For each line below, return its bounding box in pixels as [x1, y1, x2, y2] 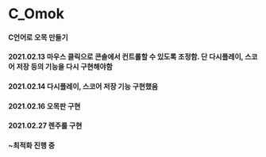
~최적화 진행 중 [8, 140, 56, 150]
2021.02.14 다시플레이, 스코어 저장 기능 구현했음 [8, 81, 159, 91]
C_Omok [8, 5, 65, 23]
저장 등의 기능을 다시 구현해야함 [16, 62, 113, 71]
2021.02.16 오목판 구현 [8, 101, 81, 111]
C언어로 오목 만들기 [8, 33, 69, 42]
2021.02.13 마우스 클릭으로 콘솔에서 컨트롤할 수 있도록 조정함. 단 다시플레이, [8, 52, 244, 62]
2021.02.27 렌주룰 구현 [8, 121, 83, 131]
